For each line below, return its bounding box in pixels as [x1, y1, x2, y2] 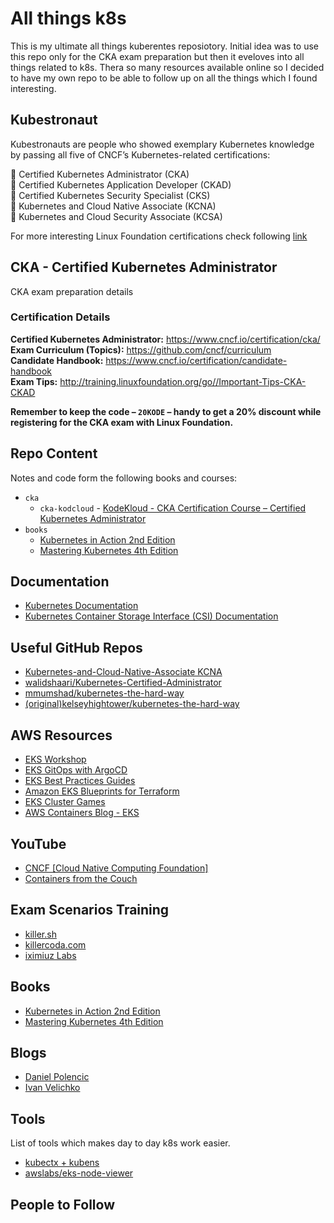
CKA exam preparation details [10, 285, 134, 297]
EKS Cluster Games [24, 796, 106, 808]
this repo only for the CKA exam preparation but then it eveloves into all [10, 50, 305, 62]
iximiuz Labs [24, 949, 77, 961]
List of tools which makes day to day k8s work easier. [10, 1137, 231, 1149]
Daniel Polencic [24, 1071, 90, 1083]
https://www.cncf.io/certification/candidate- [105, 354, 288, 366]
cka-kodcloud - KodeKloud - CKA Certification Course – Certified [39, 502, 307, 514]
